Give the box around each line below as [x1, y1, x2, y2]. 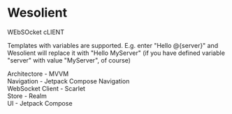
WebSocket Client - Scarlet [7, 84, 86, 92]
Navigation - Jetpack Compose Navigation [7, 76, 130, 85]
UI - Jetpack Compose [7, 99, 73, 107]
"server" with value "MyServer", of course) [7, 56, 131, 64]
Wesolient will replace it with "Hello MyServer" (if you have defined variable [7, 49, 226, 57]
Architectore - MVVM [7, 70, 69, 78]
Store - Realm [7, 92, 47, 100]
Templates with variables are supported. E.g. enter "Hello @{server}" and [7, 41, 219, 49]
